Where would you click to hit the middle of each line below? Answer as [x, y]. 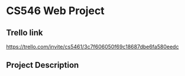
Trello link [25, 33]
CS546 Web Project [55, 11]
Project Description [43, 65]
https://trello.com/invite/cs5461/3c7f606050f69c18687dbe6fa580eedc [92, 47]
